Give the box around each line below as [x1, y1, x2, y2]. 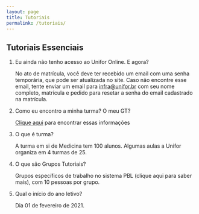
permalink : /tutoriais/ [6, 20, 66, 26]
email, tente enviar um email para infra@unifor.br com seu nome [14, 83, 175, 90]
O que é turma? [14, 131, 54, 138]
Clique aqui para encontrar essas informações [14, 119, 130, 127]
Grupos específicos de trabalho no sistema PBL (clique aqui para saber [14, 172, 192, 180]
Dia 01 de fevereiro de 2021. [14, 202, 84, 209]
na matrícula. [14, 96, 48, 103]
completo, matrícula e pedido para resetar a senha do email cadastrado [14, 89, 193, 96]
